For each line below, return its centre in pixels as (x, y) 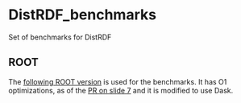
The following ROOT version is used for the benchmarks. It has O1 (118, 81)
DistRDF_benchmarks (83, 15)
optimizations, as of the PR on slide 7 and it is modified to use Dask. (121, 90)
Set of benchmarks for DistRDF (60, 37)
